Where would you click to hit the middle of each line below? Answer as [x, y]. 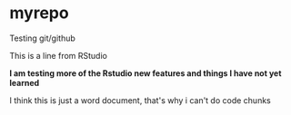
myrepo [40, 13]
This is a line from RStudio [58, 55]
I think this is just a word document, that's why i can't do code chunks [140, 100]
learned [25, 82]
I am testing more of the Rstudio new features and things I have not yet [145, 73]
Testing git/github [42, 38]
